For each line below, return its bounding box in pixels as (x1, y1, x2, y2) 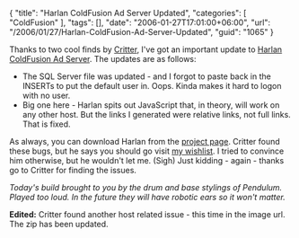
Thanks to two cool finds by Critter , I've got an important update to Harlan (9, 44, 283, 55)
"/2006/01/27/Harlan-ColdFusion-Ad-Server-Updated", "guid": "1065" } (9, 27, 274, 37)
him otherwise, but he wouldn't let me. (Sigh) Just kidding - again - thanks (9, 155, 285, 165)
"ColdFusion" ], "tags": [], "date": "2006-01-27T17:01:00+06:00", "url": (9, 17, 271, 28)
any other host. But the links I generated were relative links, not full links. (22, 110, 292, 119)
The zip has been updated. (9, 219, 110, 229)
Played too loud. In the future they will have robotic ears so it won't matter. (9, 192, 286, 202)
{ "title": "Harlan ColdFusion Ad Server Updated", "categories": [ (9, 8, 247, 18)
